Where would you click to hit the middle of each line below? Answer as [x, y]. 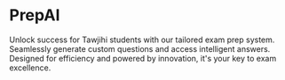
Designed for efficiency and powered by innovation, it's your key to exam [143, 58]
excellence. [30, 68]
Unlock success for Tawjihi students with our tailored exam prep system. [142, 40]
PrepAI [35, 15]
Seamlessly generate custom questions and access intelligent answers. [140, 48]
